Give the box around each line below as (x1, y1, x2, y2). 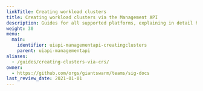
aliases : (6, 53, 28, 59)
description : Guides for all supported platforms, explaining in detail (6, 20, 193, 26)
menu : (6, 31, 20, 37)
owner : (6, 64, 23, 71)
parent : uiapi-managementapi (17, 48, 91, 54)
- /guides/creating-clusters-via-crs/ (11, 59, 110, 65)
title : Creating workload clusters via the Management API (6, 14, 158, 20)
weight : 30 (6, 25, 34, 32)
